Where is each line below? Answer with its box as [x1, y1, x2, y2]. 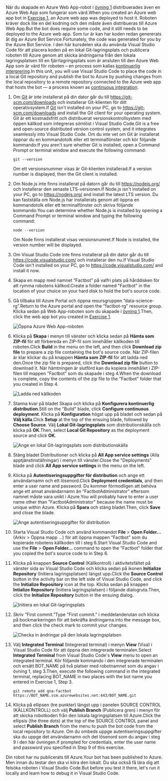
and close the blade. [12, 510, 55, 516]
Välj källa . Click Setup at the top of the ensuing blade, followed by [12, 416, 148, 422]
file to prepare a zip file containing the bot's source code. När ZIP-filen [12, 349, 159, 355]
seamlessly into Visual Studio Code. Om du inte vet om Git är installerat [12, 131, 159, 137]
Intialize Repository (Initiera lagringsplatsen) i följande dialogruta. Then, [12, 587, 160, 592]
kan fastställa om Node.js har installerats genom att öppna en [12, 197, 139, 203]
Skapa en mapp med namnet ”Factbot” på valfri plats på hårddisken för [12, 277, 159, 283]
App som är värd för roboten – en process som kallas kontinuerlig [5, 63, 140, 69]
